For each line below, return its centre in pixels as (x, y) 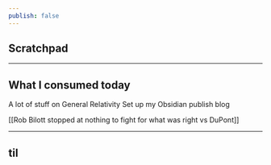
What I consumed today (69, 85)
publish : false (34, 16)
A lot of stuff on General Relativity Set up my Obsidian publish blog (119, 105)
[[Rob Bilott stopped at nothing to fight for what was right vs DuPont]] (124, 120)
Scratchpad (38, 49)
